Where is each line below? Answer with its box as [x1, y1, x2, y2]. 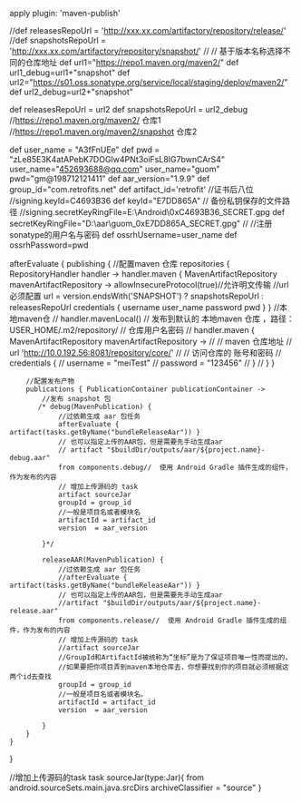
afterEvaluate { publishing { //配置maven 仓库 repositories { [9, 259, 230, 269]
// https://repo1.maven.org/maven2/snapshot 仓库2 [9, 126, 198, 137]
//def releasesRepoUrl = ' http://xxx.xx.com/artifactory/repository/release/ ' [9, 25, 286, 35]
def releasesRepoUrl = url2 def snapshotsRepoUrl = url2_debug [9, 104, 248, 114]
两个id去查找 [9, 672, 52, 681]
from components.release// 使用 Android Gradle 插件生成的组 [57, 616, 287, 625]
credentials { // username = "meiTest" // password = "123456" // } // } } [9, 357, 276, 368]
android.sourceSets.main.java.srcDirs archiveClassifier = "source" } [9, 782, 262, 793]
